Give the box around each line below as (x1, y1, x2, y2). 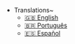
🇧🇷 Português (24, 21, 68, 29)
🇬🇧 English (24, 13, 59, 22)
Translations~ (13, 6, 54, 14)
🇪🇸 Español (24, 29, 61, 37)
